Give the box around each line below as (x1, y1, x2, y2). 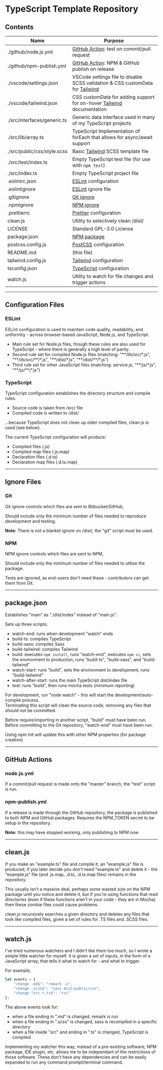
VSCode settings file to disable (72, 74, 143, 80)
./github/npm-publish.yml (7, 62, 66, 69)
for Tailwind (72, 86, 99, 92)
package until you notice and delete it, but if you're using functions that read (5, 891, 158, 897)
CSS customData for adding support (72, 94, 155, 100)
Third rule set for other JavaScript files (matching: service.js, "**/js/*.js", (12, 362, 156, 368)
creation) (5, 736, 23, 742)
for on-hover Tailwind (72, 100, 122, 106)
